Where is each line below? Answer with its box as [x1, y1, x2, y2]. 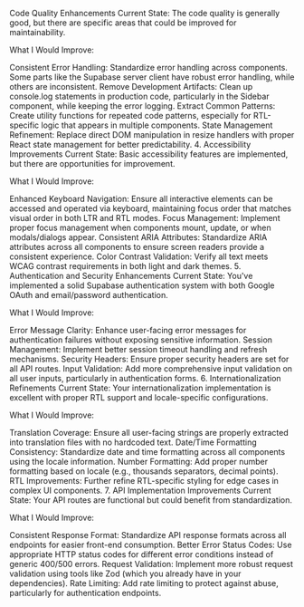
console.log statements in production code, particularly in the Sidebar [9, 91, 270, 101]
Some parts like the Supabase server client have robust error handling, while [9, 72, 295, 82]
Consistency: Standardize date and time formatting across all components [9, 447, 286, 457]
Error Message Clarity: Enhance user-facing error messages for [9, 325, 247, 335]
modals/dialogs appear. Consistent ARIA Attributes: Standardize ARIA [9, 232, 268, 243]
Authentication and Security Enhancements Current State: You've [9, 271, 253, 281]
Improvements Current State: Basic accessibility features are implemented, [9, 149, 289, 159]
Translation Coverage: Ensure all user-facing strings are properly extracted [9, 428, 289, 438]
